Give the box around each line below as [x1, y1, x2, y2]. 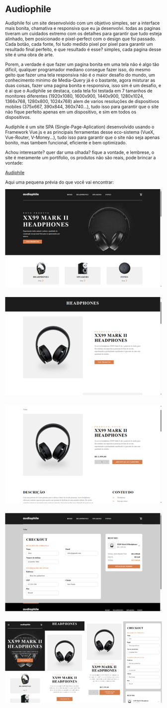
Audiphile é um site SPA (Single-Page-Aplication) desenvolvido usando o [5, 123, 155, 130]
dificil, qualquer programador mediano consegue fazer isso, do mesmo [5, 66, 151, 73]
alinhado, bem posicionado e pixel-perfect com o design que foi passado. [5, 36, 157, 42]
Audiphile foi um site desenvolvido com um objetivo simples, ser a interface [5, 20, 160, 26]
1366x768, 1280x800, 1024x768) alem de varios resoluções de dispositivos [5, 98, 160, 104]
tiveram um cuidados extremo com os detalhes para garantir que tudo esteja [5, 30, 162, 36]
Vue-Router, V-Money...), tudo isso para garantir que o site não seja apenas [5, 134, 160, 140]
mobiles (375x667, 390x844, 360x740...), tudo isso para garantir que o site [5, 103, 159, 109]
